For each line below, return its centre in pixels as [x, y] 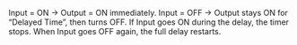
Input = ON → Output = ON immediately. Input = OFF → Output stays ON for [148, 13]
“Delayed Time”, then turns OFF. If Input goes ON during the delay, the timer [148, 22]
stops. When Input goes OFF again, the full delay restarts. [115, 31]
